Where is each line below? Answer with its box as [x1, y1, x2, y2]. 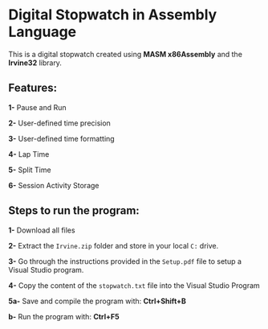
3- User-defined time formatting [8, 134, 115, 143]
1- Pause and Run [8, 102, 67, 112]
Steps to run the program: [8, 204, 140, 218]
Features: [8, 81, 58, 95]
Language [8, 23, 77, 41]
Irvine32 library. [8, 58, 63, 68]
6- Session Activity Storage [8, 180, 99, 190]
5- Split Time [8, 165, 51, 175]
